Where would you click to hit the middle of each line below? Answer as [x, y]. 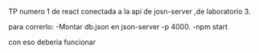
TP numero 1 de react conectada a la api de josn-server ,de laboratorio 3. [129, 11]
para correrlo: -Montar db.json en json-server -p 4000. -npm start [118, 26]
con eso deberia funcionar [52, 42]
